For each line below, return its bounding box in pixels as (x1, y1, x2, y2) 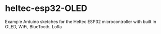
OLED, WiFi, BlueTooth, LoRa (5, 23, 62, 29)
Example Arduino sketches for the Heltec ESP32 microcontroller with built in (5, 19, 156, 24)
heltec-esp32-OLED (5, 3, 88, 14)
